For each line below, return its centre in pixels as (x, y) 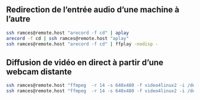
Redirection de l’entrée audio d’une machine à (93, 10)
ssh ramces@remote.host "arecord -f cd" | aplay (68, 33)
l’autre (18, 19)
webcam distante (39, 72)
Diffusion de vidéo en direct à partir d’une (85, 62)
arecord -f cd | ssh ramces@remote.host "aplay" (68, 38)
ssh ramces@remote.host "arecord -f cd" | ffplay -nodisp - (82, 44)
